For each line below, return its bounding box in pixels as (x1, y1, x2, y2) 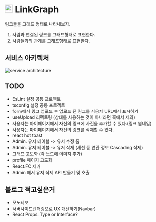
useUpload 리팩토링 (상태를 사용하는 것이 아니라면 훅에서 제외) (12, 114, 136, 120)
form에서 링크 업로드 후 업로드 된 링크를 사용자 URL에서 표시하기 (12, 108, 139, 114)
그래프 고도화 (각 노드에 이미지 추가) (12, 151, 82, 157)
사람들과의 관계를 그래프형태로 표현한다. (12, 38, 90, 44)
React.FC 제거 (12, 163, 41, 169)
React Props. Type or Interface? (12, 211, 78, 218)
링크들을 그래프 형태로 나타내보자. (5, 21, 71, 27)
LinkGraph (14, 4, 59, 15)
